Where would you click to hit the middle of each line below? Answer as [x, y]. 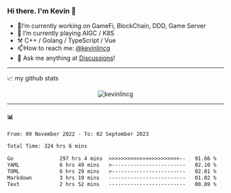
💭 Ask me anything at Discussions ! [66, 58]
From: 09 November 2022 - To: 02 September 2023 [78, 134]
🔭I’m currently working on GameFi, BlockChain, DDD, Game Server [111, 26]
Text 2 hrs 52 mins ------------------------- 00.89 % [112, 184]
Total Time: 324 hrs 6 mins [47, 146]
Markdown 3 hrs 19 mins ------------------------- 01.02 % [112, 178]
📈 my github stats [33, 78]
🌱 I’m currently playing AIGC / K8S [66, 33]
